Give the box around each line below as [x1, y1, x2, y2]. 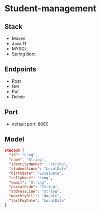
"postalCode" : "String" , [9, 185, 60, 189]
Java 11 [11, 41, 26, 47]
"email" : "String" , [9, 180, 49, 185]
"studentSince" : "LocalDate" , [9, 166, 70, 171]
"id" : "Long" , [9, 153, 38, 158]
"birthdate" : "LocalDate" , [9, 171, 64, 176]
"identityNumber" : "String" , [9, 162, 68, 167]
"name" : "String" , [9, 157, 47, 162]
